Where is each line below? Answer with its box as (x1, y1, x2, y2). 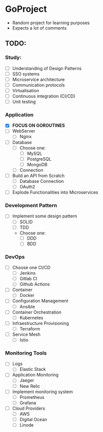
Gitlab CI (19, 276, 37, 282)
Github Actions (19, 281, 50, 287)
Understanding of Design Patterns (12, 65, 82, 71)
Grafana (19, 399, 36, 405)
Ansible (19, 303, 35, 309)
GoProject (5, 3, 47, 15)
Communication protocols (12, 82, 65, 88)
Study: (5, 54, 22, 61)
